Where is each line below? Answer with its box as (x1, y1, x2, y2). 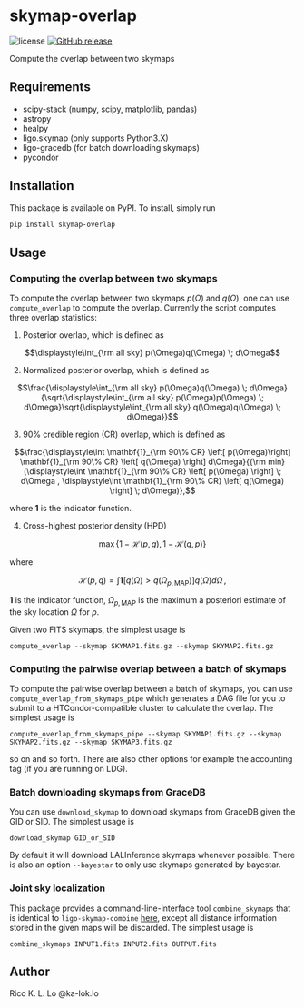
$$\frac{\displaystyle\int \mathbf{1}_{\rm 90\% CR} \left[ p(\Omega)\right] (14, 447, 291, 458)
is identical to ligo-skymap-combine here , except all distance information (9, 912, 278, 923)
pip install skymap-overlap (9, 220, 116, 229)
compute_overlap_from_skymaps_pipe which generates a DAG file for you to (9, 693, 286, 704)
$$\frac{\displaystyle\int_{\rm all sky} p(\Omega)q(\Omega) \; (17, 382, 248, 393)
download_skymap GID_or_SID (9, 834, 116, 843)
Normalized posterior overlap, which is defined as (22, 365, 210, 376)
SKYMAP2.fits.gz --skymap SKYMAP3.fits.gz (9, 737, 172, 747)
